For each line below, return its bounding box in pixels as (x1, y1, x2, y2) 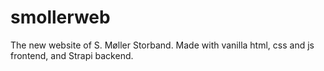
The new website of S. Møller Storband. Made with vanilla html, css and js (10, 39, 315, 51)
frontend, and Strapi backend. (10, 49, 134, 61)
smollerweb (10, 6, 111, 29)
